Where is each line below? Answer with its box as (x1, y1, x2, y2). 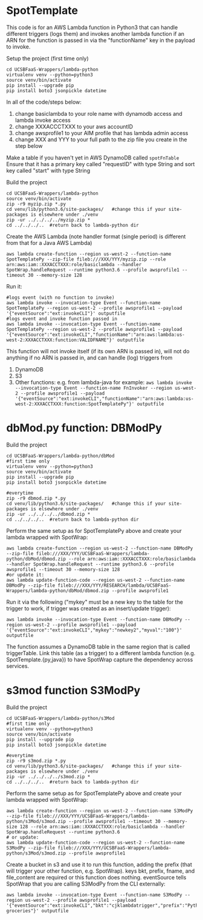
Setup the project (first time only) (6, 55, 89, 62)
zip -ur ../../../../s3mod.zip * (6, 773, 91, 779)
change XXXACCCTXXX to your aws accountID (14, 122, 134, 130)
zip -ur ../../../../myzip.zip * (6, 216, 91, 223)
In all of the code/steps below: (6, 98, 82, 105)
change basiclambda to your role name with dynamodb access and (14, 110, 182, 117)
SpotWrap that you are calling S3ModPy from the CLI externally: (6, 880, 166, 887)
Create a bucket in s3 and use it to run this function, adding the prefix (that (6, 861, 192, 868)
